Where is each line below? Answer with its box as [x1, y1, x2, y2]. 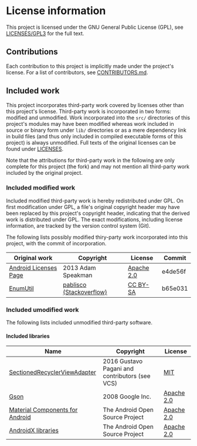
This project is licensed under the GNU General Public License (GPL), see [6, 24, 184, 31]
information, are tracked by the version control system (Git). [6, 222, 151, 229]
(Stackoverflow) [63, 288, 107, 296]
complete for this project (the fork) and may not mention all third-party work [6, 163, 189, 170]
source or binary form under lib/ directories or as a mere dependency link [6, 127, 186, 134]
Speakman [63, 271, 93, 279]
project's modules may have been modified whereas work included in [6, 120, 174, 127]
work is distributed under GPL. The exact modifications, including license [6, 216, 183, 223]
